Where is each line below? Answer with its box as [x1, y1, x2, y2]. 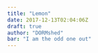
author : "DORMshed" [7, 29, 64, 36]
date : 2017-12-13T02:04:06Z [7, 17, 89, 23]
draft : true [7, 23, 42, 30]
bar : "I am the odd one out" [7, 36, 92, 43]
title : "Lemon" [7, 10, 51, 17]
